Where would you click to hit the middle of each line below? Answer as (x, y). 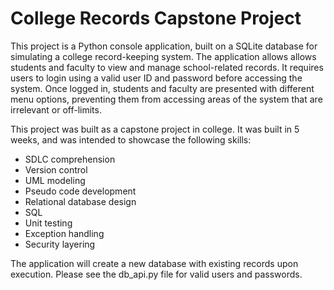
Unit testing (48, 223)
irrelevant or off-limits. (56, 109)
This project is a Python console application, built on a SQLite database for (164, 46)
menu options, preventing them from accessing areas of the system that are (166, 99)
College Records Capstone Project (156, 18)
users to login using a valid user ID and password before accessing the (156, 78)
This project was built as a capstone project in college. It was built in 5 (155, 129)
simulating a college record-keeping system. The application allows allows (163, 56)
